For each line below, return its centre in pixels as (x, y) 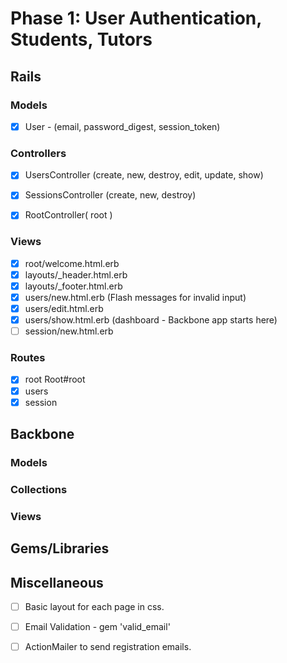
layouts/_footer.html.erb (73, 286)
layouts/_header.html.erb (76, 274)
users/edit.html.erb (64, 308)
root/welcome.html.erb (72, 263)
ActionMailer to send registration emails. (108, 647)
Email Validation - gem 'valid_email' (97, 627)
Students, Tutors (81, 39)
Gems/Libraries (60, 548)
